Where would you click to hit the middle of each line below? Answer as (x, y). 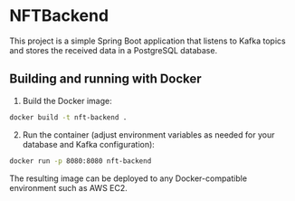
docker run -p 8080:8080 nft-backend (81, 161)
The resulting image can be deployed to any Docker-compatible (128, 178)
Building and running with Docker (105, 79)
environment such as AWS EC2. (69, 187)
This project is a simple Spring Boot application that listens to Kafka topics (148, 41)
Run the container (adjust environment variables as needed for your (148, 134)
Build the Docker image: (67, 100)
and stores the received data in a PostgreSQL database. (114, 50)
